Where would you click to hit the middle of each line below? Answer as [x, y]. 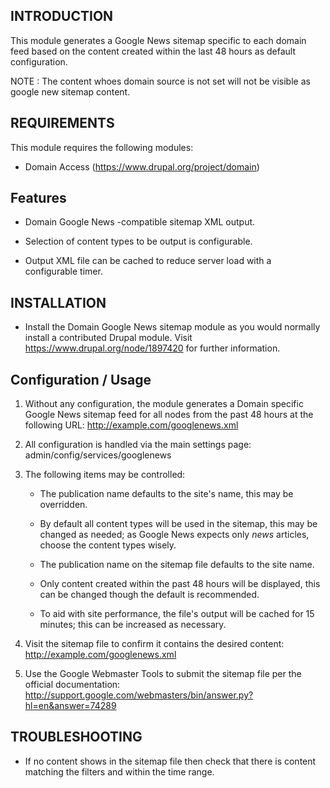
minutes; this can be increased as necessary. [133, 625]
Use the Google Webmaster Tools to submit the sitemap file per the [163, 674]
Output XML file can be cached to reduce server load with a [148, 261]
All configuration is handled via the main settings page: [138, 445]
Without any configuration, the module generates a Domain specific [164, 404]
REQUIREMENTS [62, 123]
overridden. [63, 505]
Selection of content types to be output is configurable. [138, 241]
